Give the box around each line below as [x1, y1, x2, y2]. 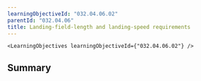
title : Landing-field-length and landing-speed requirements [7, 23, 191, 30]
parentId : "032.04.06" [7, 17, 74, 24]
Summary [7, 61, 51, 74]
